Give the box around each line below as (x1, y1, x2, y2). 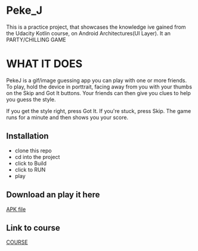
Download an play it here (6, 189, 100, 200)
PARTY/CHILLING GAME (6, 36, 67, 43)
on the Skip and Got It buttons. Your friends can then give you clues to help (6, 89, 191, 96)
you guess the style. (6, 96, 56, 103)
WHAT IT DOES (6, 57, 83, 71)
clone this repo (14, 147, 52, 154)
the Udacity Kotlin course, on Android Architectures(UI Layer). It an (6, 29, 171, 36)
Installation (6, 131, 49, 141)
